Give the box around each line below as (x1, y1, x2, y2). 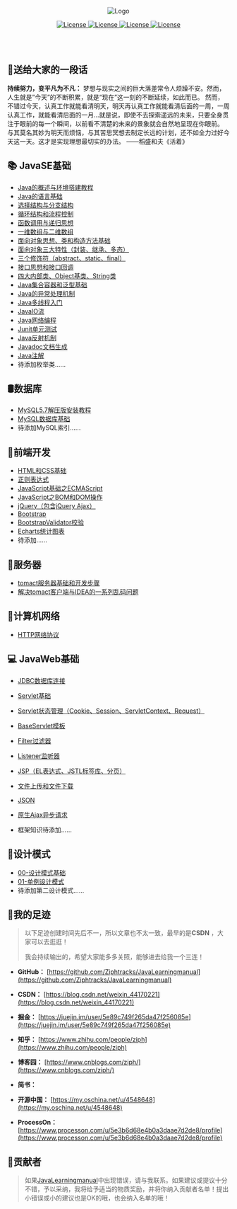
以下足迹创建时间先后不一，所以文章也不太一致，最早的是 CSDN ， (24, 929, 218, 937)
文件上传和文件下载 (17, 781, 74, 790)
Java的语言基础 (17, 192, 63, 200)
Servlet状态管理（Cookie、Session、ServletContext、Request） (17, 706, 205, 715)
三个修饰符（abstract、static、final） (17, 253, 126, 262)
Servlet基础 (17, 691, 51, 700)
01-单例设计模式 (17, 877, 65, 886)
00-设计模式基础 (17, 868, 66, 877)
